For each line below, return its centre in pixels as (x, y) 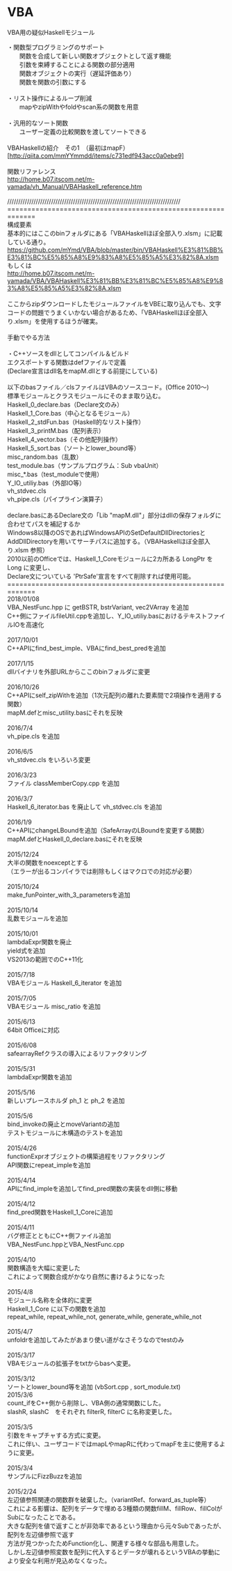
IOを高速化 (28, 624)
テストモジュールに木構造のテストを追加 (65, 1132)
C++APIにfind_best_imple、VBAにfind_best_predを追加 (86, 648)
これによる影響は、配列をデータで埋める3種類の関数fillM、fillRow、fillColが (115, 1508)
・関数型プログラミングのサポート (56, 47)
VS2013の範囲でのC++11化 (45, 959)
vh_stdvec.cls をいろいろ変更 (49, 759)
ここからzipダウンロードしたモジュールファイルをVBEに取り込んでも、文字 (114, 303)
